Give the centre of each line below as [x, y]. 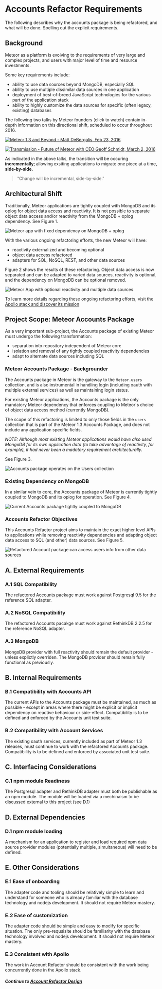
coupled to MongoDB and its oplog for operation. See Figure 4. [68, 497]
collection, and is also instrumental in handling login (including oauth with [79, 384]
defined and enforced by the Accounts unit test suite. [58, 718]
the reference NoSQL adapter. [35, 629]
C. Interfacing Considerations [51, 767]
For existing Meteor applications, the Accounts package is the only [72, 399]
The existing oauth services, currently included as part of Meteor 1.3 [73, 741]
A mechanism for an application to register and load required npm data [76, 842]
